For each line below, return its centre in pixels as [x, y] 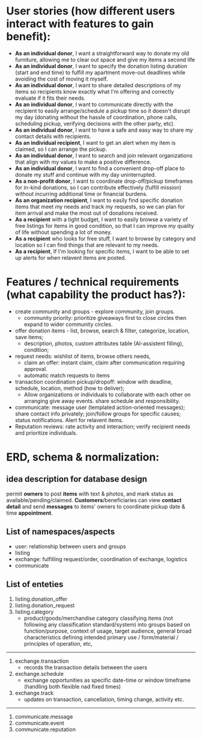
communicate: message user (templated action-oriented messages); [100, 407]
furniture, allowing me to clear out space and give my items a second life [105, 60]
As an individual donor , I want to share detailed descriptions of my [98, 85]
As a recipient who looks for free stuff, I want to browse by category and [105, 238]
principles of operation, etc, [58, 643]
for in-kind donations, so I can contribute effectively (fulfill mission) [98, 187]
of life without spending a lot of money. [63, 232]
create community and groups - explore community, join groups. [95, 311]
